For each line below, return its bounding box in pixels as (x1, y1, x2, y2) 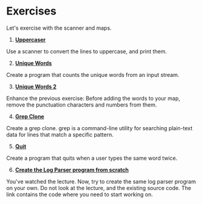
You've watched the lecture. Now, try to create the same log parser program (6, 177, 197, 185)
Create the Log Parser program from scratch (15, 166, 129, 173)
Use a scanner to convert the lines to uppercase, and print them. (6, 47, 168, 55)
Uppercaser (15, 36, 46, 43)
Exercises (6, 4, 57, 18)
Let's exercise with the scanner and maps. (6, 24, 112, 31)
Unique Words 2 (15, 83, 57, 90)
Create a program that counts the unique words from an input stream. (6, 71, 180, 78)
